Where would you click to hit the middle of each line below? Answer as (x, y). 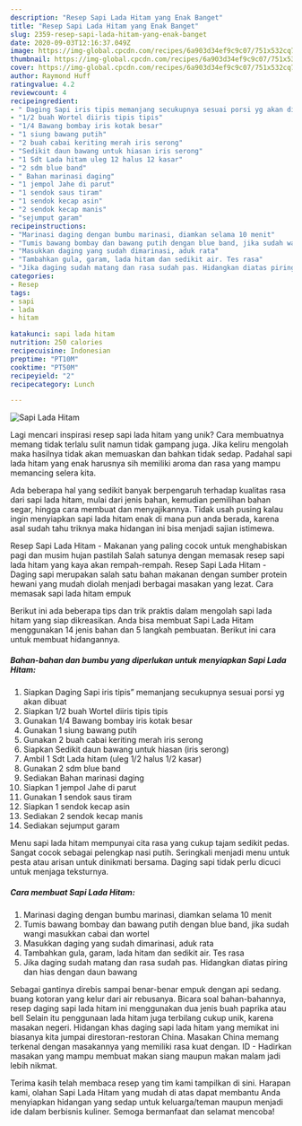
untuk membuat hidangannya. (65, 640)
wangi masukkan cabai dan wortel (86, 934)
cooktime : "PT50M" (44, 367)
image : (22, 51)
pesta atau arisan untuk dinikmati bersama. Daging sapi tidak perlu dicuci (146, 862)
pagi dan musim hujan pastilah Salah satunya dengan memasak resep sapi (147, 555)
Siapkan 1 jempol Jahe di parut (80, 788)
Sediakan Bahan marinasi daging (83, 778)
